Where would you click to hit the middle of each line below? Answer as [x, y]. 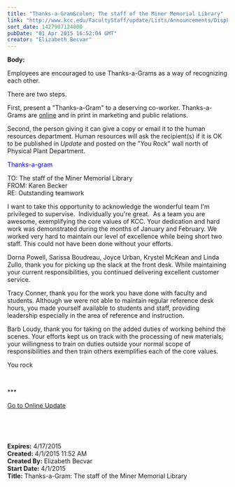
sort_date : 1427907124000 [45, 27]
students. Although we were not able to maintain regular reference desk [111, 301]
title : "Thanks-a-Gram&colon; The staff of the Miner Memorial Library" [115, 14]
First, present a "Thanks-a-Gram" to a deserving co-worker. [94, 108]
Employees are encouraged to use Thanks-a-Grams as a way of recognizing [117, 73]
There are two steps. [37, 94]
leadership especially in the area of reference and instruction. [96, 316]
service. [19, 280]
